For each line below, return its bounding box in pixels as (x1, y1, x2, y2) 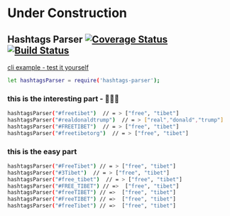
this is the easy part (7, 146, 77, 156)
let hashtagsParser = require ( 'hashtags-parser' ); (7, 77, 160, 84)
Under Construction (7, 5, 128, 21)
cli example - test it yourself (7, 63, 89, 72)
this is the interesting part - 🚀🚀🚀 (7, 94, 119, 104)
